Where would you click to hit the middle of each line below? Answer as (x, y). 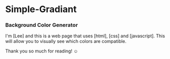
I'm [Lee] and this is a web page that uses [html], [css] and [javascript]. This (85, 36)
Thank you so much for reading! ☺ (42, 51)
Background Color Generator (41, 25)
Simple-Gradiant (41, 9)
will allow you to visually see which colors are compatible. (66, 41)
